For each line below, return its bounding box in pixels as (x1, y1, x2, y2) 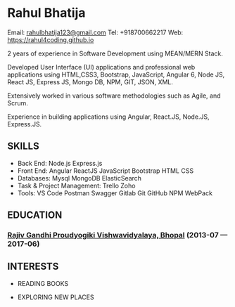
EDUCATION (7, 209, 63, 221)
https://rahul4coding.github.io (7, 35, 94, 44)
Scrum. (7, 98, 28, 107)
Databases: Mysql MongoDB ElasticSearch (17, 174, 142, 182)
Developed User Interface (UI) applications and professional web (7, 63, 196, 71)
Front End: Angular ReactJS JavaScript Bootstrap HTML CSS (17, 166, 194, 175)
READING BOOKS (17, 279, 69, 287)
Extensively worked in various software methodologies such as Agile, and (7, 91, 221, 100)
